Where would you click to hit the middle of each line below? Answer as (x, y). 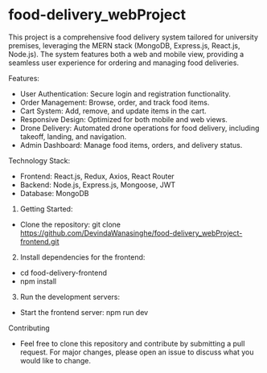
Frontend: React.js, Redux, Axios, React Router (97, 176)
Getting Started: (46, 209)
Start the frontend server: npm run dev (84, 312)
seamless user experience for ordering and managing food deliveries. (124, 63)
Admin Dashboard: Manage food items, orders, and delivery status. (131, 145)
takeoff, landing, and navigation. (73, 136)
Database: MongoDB (54, 193)
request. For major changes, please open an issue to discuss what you (137, 352)
